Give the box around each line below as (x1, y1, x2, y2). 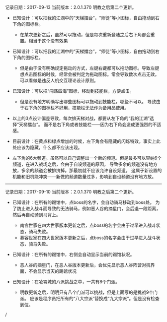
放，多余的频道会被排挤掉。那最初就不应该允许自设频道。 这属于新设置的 (12, 168, 162, 173)
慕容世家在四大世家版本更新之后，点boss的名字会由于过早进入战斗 (19, 235, 157, 241)
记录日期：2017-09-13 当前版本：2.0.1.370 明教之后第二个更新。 (5, 4, 137, 10)
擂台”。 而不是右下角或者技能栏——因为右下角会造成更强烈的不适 (27, 122, 162, 128)
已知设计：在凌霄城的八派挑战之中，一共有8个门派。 (12, 279, 120, 284)
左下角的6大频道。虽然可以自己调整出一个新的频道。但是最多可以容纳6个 (12, 155, 162, 161)
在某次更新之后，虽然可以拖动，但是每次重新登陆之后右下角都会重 (19, 32, 155, 37)
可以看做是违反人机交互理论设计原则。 (19, 77, 98, 83)
